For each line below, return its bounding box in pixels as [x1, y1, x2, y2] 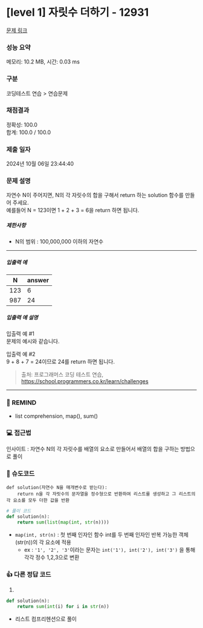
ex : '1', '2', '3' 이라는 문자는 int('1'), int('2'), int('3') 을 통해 [24, 546, 196, 553]
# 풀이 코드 [6, 508, 31, 514]
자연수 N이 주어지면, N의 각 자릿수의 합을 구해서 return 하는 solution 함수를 [6, 192, 184, 199]
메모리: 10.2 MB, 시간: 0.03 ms [6, 58, 80, 65]
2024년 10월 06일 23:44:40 [6, 160, 74, 167]
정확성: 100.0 [6, 121, 38, 128]
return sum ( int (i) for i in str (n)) [17, 604, 110, 610]
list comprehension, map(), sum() [14, 412, 98, 419]
